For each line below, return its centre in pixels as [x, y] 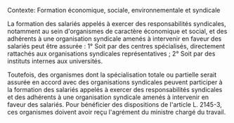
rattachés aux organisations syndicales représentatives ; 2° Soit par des [111, 53]
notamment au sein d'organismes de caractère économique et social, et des [117, 31]
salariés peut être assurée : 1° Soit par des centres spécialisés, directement [116, 46]
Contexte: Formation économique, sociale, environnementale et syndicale [114, 10]
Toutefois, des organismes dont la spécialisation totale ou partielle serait [112, 75]
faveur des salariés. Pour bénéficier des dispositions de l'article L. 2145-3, [115, 104]
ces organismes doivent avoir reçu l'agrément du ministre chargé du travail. [117, 112]
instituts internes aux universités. [55, 61]
